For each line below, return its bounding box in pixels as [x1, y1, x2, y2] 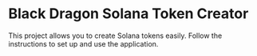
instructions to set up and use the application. [8, 39, 159, 48]
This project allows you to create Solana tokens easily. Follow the [8, 31, 223, 40]
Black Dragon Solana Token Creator [8, 5, 249, 23]
